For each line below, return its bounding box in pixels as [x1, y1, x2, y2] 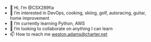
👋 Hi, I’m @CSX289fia [9, 5, 54, 10]
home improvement [9, 15, 50, 21]
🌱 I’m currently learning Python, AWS [9, 20, 85, 26]
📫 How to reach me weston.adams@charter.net [9, 31, 108, 37]
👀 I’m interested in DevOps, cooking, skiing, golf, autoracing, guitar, [9, 10, 146, 16]
